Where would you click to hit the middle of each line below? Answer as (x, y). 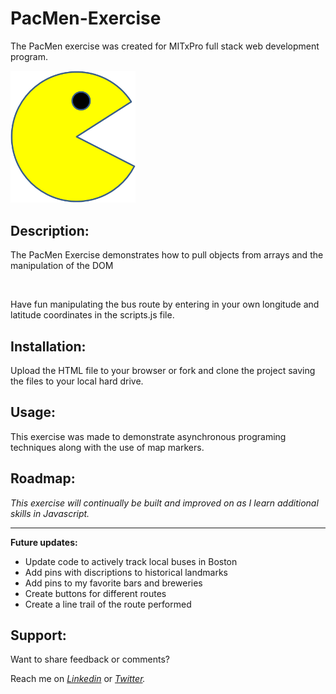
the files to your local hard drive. (77, 381)
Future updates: (44, 542)
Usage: (33, 412)
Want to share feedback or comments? (90, 659)
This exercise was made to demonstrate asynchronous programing (148, 436)
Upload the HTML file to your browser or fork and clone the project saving (163, 371)
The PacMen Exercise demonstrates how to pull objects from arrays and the (167, 255)
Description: (50, 230)
